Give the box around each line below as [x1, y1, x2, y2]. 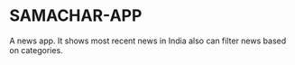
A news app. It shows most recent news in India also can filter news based [9, 35, 287, 46]
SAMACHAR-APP [9, 5, 143, 26]
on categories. [9, 44, 63, 55]
